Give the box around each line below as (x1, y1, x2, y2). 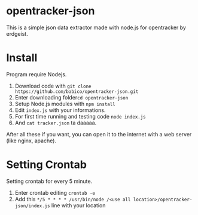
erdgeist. (6, 30, 28, 37)
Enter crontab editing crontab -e (14, 189, 96, 196)
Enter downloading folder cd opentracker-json (14, 94, 129, 101)
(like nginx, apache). (6, 137, 57, 144)
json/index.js (14, 202, 50, 209)
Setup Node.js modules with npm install (14, 100, 115, 107)
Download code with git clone (14, 82, 92, 89)
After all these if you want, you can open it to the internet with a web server (6, 130, 192, 138)
